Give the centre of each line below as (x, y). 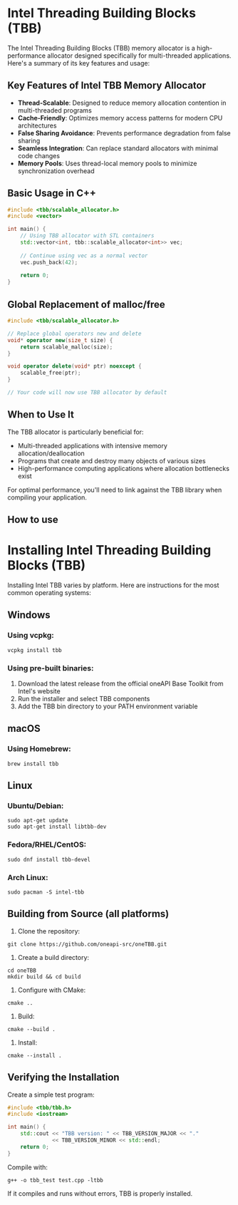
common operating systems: (49, 593)
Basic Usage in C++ (52, 193)
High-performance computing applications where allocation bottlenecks (124, 468)
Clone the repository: (49, 931)
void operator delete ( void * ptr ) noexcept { (74, 366)
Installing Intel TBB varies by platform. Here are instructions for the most (113, 585)
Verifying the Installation (63, 1077)
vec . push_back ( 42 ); (49, 262)
